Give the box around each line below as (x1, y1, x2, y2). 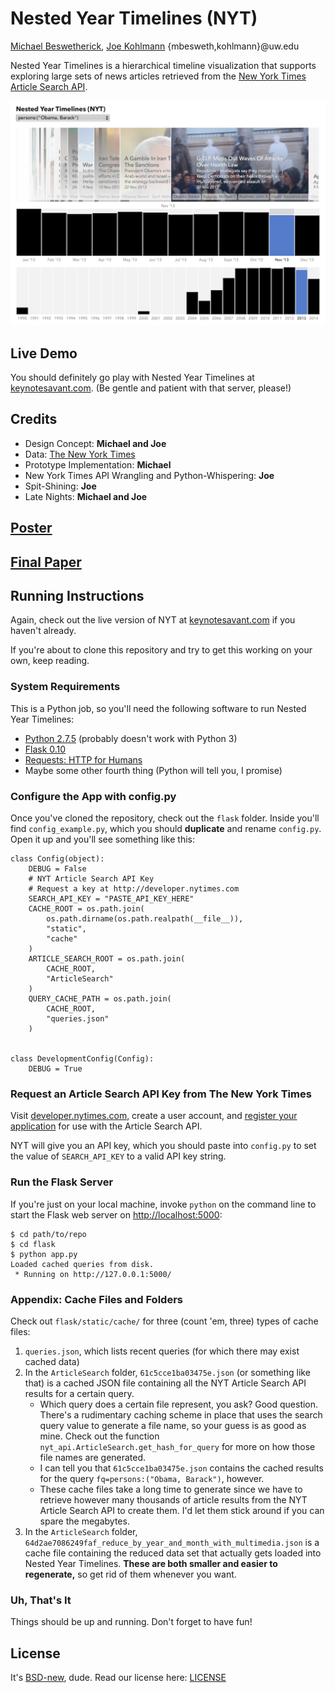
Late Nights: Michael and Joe (24, 490, 148, 502)
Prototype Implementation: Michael (24, 458, 172, 471)
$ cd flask (10, 1239, 56, 1249)
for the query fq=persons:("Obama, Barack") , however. (39, 1472, 265, 1484)
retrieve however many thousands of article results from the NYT (39, 1493, 308, 1506)
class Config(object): (10, 854, 105, 864)
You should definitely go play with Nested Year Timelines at (10, 372, 255, 384)
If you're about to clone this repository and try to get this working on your (10, 644, 313, 656)
